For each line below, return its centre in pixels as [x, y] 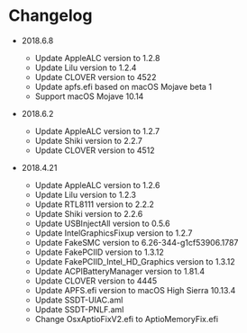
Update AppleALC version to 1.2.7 [97, 130]
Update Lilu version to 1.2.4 [86, 67]
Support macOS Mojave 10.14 [89, 96]
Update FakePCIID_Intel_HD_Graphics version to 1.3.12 [135, 261]
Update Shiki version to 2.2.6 [89, 213]
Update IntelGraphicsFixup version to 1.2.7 [114, 233]
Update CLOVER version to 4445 [96, 281]
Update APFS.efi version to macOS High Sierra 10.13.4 [135, 290]
